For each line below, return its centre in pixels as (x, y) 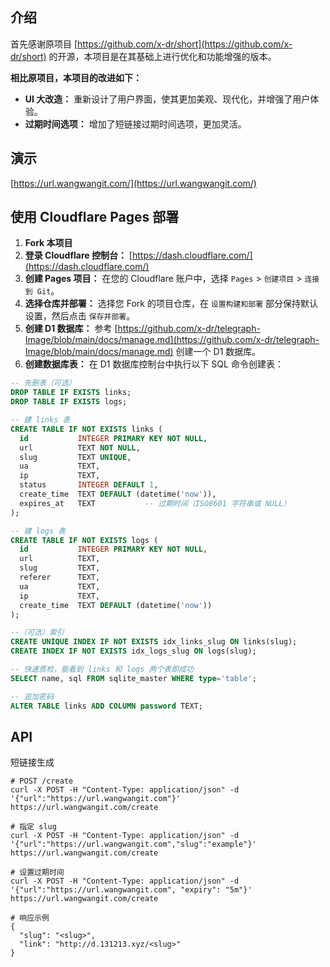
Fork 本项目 (48, 243)
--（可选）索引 (37, 633)
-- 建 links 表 (40, 420)
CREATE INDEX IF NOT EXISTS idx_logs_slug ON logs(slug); (133, 651)
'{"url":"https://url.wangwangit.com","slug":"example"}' (133, 844)
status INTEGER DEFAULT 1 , (89, 485)
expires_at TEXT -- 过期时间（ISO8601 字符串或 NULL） (155, 503)
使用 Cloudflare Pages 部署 (95, 217)
